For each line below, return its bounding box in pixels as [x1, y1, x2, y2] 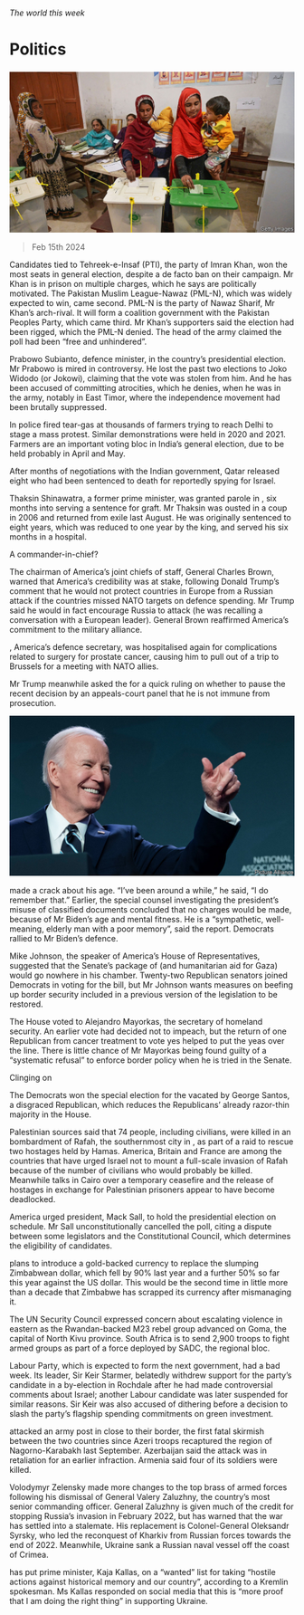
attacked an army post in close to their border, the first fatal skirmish [9, 1426, 265, 1437]
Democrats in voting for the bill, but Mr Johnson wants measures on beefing [9, 980, 294, 990]
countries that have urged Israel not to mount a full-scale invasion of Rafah [9, 1155, 288, 1167]
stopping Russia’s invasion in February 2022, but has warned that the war [9, 1511, 283, 1522]
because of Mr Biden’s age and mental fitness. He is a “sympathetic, [9, 914, 264, 925]
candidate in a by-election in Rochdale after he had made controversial [9, 1380, 273, 1390]
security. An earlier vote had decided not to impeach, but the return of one [9, 1026, 287, 1037]
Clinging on [9, 1073, 52, 1084]
